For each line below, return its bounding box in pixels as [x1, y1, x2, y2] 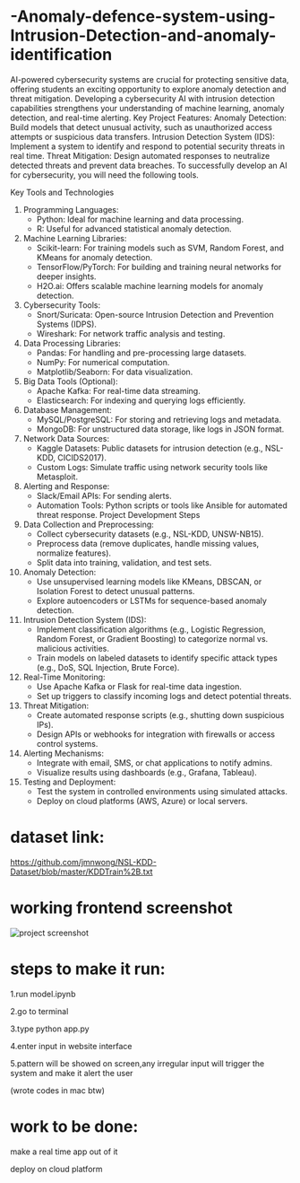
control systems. [36, 738, 99, 749]
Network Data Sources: [22, 433, 110, 443]
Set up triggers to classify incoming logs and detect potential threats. [36, 690, 292, 701]
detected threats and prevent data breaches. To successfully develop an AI [10, 160, 287, 171]
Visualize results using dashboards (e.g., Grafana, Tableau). [36, 767, 258, 777]
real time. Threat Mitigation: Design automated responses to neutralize [10, 150, 270, 161]
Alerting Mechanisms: [22, 748, 104, 758]
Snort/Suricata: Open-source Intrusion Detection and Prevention [36, 309, 274, 320]
